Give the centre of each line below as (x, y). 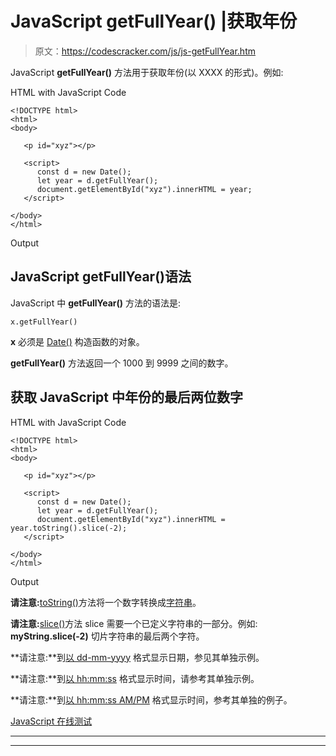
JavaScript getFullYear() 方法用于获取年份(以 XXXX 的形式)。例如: (147, 72)
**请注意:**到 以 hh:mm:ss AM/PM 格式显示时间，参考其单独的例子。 (151, 699)
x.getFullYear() (44, 322)
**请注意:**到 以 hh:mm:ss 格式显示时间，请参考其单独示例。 (135, 678)
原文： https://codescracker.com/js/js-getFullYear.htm (145, 51)
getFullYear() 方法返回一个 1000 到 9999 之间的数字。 (122, 363)
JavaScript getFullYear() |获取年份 (154, 21)
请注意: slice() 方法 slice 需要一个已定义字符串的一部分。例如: (134, 623)
